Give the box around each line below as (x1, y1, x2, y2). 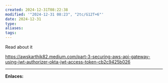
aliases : (5, 26, 23, 31)
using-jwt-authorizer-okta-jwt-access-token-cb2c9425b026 (5, 59, 131, 65)
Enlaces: (5, 73, 24, 79)
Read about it (5, 44, 33, 50)
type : (5, 21, 16, 26)
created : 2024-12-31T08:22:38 (5, 7, 68, 12)
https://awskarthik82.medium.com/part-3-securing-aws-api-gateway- (5, 54, 150, 60)
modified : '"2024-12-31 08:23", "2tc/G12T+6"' (5, 12, 104, 17)
